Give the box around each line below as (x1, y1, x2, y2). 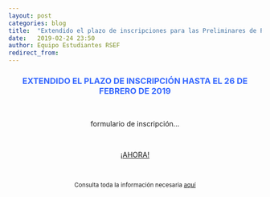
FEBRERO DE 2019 (99, 85, 171, 96)
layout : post (8, 11, 52, 20)
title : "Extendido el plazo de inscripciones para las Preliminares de (8, 26, 257, 34)
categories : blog (8, 19, 67, 27)
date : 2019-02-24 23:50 (8, 34, 95, 42)
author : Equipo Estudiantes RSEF (8, 42, 121, 50)
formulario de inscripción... (90, 119, 180, 129)
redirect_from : (8, 49, 59, 57)
